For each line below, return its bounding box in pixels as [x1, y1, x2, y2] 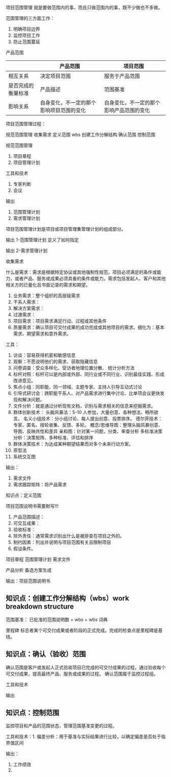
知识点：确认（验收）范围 [6, 650, 86, 658]
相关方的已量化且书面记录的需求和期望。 [6, 282, 90, 288]
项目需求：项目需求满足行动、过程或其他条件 [13, 318, 107, 324]
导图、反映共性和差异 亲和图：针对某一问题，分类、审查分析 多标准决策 [13, 428, 163, 434]
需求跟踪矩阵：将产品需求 [13, 481, 67, 487]
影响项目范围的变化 [40, 107, 86, 114]
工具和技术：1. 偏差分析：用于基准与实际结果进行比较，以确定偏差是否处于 [6, 733, 161, 739]
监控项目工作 [13, 32, 40, 38]
